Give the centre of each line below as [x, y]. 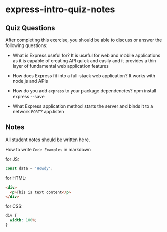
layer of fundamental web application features [60, 66]
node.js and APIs [30, 81]
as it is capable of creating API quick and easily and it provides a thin [84, 61]
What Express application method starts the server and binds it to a [83, 106]
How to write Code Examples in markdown [48, 149]
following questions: [26, 45]
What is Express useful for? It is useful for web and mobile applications [87, 55]
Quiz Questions [30, 28]
